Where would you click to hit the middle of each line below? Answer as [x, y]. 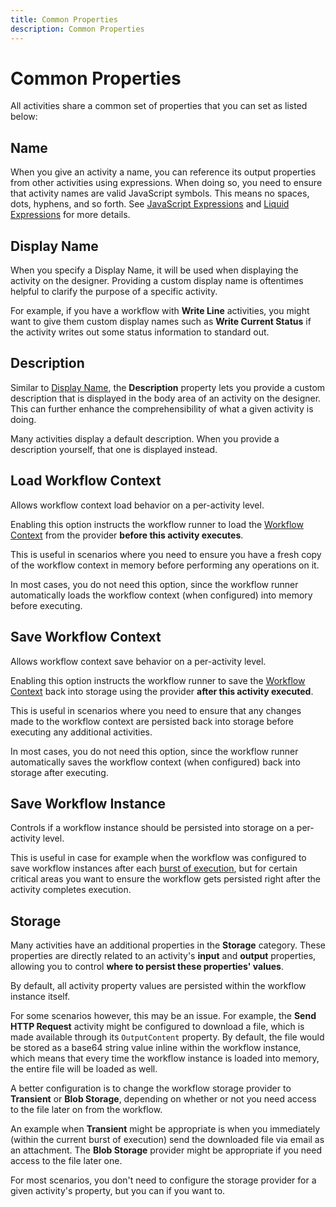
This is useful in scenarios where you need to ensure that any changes [156, 710]
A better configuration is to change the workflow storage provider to [151, 1088]
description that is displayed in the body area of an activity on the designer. [166, 398]
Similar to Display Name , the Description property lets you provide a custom [168, 387]
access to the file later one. [66, 1161]
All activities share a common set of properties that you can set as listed [159, 106]
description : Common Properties [77, 29]
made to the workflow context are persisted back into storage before [152, 721]
